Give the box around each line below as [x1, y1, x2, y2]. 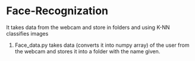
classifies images [6, 30, 49, 37]
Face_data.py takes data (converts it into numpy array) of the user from [14, 41, 190, 49]
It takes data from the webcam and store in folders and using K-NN [6, 24, 171, 31]
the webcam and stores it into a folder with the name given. [14, 47, 161, 54]
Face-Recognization [6, 4, 109, 18]
